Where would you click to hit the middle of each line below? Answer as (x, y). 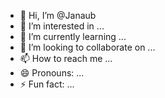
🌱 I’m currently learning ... (73, 36)
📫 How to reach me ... (66, 58)
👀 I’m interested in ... (62, 26)
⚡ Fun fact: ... (47, 84)
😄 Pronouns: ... (52, 73)
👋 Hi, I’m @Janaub (58, 15)
